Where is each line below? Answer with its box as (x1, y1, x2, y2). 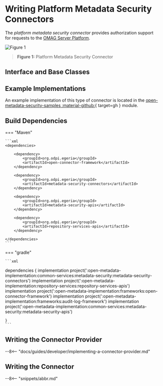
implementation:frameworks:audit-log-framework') (5, 298, 107, 304)
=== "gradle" (5, 249, 32, 255)
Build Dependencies (5, 117, 68, 125)
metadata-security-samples (5, 103, 61, 108)
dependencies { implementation (5, 267, 69, 273)
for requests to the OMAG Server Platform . (5, 35, 91, 41)
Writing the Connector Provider (5, 335, 102, 344)
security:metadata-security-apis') (5, 309, 73, 315)
